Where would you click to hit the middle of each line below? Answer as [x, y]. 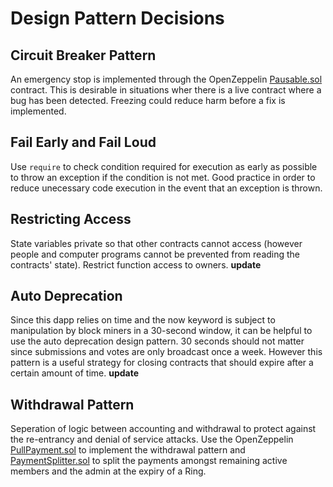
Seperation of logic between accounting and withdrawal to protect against [163, 429]
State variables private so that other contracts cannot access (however [156, 243]
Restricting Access [71, 219]
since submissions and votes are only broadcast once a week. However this [166, 352]
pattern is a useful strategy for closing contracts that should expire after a [162, 363]
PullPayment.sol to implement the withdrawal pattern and [128, 450]
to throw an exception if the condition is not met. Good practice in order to [163, 177]
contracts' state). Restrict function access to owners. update [136, 264]
